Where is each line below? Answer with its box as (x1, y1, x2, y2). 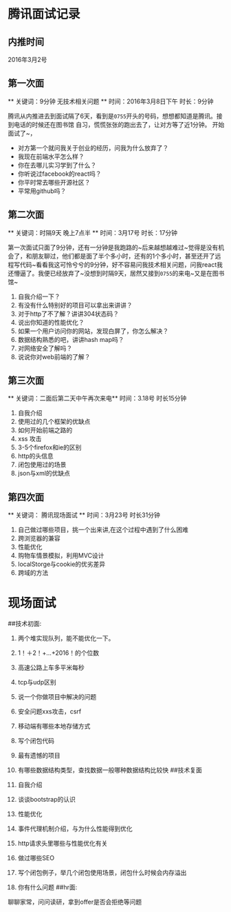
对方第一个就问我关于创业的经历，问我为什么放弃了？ (17, 143, 169, 152)
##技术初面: (8, 620, 42, 628)
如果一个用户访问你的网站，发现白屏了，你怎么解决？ (17, 327, 169, 335)
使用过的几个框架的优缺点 (17, 418, 91, 426)
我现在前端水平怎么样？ (17, 152, 85, 161)
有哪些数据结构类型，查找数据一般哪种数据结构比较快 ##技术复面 (17, 766, 202, 774)
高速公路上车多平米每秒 (17, 663, 85, 672)
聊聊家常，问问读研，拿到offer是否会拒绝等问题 (8, 898, 142, 906)
